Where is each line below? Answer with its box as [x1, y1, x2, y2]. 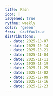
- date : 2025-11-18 [9, 61, 49, 66]
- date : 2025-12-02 [9, 70, 49, 75]
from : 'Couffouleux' [5, 30, 47, 34]
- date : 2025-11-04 [9, 52, 49, 57]
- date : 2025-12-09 [9, 75, 49, 80]
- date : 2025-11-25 [9, 66, 49, 71]
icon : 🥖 [5, 12, 21, 16]
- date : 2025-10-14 [9, 43, 49, 48]
